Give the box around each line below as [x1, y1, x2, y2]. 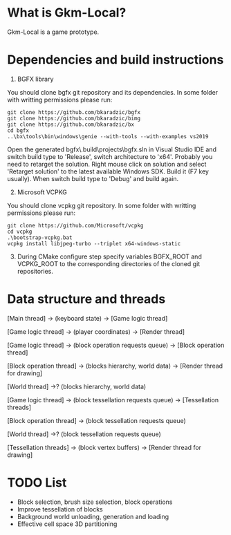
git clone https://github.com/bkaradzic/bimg [7, 115, 140, 122]
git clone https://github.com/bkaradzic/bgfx [7, 109, 140, 115]
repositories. [17, 267, 53, 275]
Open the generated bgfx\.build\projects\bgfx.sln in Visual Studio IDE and [7, 145, 216, 153]
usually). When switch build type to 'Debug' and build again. [7, 174, 179, 182]
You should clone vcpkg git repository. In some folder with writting [7, 201, 196, 209]
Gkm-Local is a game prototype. [7, 28, 100, 36]
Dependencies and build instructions [7, 52, 224, 68]
